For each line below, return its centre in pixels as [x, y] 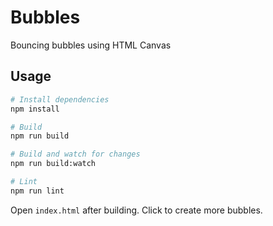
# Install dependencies [60, 99]
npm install [35, 109]
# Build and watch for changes [75, 154]
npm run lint [37, 191]
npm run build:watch [53, 164]
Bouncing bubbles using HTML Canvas [91, 45]
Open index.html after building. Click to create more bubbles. [136, 210]
